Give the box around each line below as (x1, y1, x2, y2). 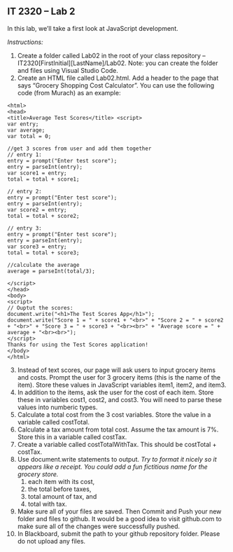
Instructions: (7, 38, 43, 46)
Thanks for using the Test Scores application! (7, 341, 149, 348)
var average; (7, 126, 45, 134)
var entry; (7, 120, 39, 127)
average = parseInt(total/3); (7, 268, 96, 275)
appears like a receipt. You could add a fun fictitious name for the (17, 462, 208, 471)
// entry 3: (7, 224, 42, 232)
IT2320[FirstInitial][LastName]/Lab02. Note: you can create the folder (17, 59, 218, 67)
